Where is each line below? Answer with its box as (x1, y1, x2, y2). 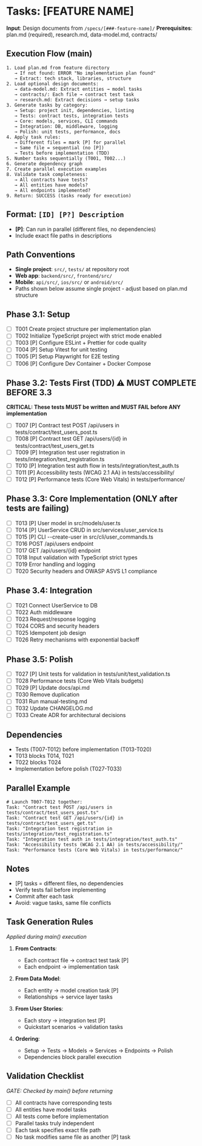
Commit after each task (15, 893, 74, 900)
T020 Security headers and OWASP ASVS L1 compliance (15, 568, 158, 575)
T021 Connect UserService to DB (15, 601, 98, 609)
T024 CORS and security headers (15, 623, 100, 630)
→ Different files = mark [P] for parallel (14, 139, 126, 146)
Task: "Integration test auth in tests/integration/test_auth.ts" (6, 837, 178, 843)
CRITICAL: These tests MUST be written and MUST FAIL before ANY (6, 403, 181, 411)
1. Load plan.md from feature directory (6, 65, 110, 71)
